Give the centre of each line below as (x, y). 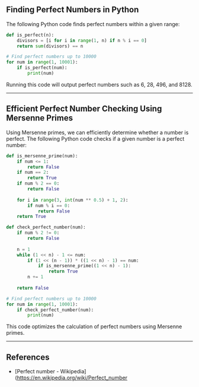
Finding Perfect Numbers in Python (73, 10)
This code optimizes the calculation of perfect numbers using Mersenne (94, 326)
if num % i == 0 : (49, 205)
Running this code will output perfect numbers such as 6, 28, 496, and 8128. (99, 84)
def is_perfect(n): (30, 35)
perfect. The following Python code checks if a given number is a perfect (95, 138)
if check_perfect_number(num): (55, 310)
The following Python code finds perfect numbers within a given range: (93, 24)
